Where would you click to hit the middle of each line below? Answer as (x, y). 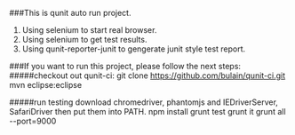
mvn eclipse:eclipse (46, 85)
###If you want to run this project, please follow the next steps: (125, 66)
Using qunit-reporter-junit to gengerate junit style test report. (134, 49)
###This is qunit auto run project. (70, 13)
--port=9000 (33, 121)
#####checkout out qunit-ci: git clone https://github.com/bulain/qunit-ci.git (147, 75)
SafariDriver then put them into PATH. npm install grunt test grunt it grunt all (147, 111)
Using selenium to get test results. (84, 40)
